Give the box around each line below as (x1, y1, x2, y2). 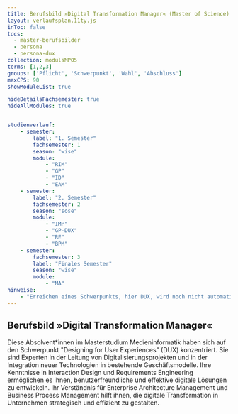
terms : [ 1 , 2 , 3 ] (7, 63, 52, 70)
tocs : (7, 30, 23, 38)
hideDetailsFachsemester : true (7, 96, 100, 103)
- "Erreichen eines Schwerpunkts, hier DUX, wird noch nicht (20, 293, 204, 300)
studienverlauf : (7, 121, 55, 129)
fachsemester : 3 (33, 254, 81, 261)
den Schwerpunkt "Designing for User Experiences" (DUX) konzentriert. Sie (7, 346, 229, 354)
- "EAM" (45, 181, 69, 188)
